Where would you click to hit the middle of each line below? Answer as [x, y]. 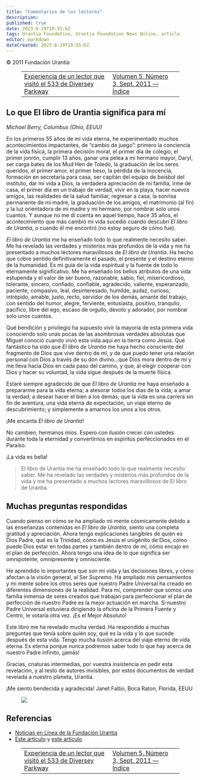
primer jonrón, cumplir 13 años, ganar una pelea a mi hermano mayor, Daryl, [99, 158]
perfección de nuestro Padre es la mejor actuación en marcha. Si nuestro [96, 603]
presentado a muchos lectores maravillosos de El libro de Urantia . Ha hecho [100, 252]
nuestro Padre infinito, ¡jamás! [43, 652]
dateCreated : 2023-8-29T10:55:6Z [48, 46]
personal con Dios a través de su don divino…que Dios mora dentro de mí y [99, 359]
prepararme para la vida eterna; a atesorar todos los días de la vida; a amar [99, 390]
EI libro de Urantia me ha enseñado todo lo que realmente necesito [103, 468]
